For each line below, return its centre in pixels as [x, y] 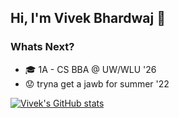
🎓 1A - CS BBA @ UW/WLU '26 [90, 69]
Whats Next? [42, 47]
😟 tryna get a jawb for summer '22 [97, 83]
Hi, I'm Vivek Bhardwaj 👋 [88, 18]
